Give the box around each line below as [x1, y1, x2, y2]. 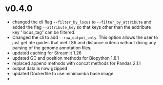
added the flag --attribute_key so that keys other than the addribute [12, 24, 151, 30]
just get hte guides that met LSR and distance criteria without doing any [12, 39, 156, 45]
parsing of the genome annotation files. [12, 45, 92, 51]
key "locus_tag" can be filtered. [12, 29, 76, 35]
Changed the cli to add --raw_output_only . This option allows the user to [12, 34, 158, 40]
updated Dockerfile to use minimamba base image [12, 70, 114, 76]
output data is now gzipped [12, 65, 67, 71]
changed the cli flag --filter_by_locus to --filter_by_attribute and [12, 19, 152, 25]
